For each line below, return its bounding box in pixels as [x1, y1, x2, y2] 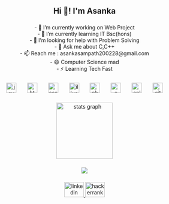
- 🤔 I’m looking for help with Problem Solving [29, 37, 140, 44]
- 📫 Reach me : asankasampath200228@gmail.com [19, 50, 150, 57]
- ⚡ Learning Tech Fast [56, 65, 113, 73]
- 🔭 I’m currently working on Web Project [34, 24, 135, 31]
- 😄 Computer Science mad [49, 58, 120, 66]
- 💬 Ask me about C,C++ [54, 43, 115, 50]
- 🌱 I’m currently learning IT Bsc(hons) [37, 31, 132, 38]
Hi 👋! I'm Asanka [53, 6, 116, 16]
